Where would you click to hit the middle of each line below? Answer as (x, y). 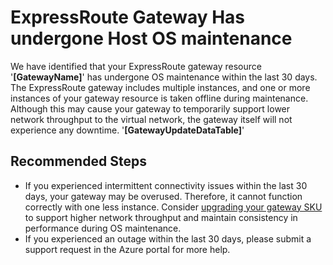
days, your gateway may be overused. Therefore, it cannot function (163, 196)
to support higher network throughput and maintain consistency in (161, 217)
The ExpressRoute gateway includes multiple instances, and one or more (160, 87)
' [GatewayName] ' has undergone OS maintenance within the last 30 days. (164, 77)
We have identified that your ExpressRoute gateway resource (136, 66)
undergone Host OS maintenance (151, 38)
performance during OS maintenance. (103, 228)
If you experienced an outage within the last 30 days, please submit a (168, 238)
